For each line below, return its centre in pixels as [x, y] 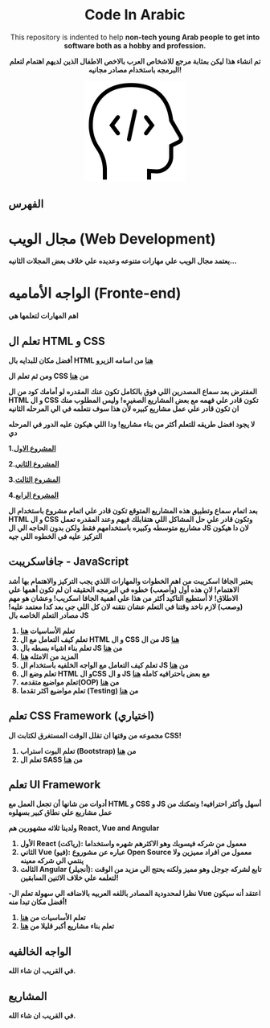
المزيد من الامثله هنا [49, 656]
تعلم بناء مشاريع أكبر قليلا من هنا [67, 926]
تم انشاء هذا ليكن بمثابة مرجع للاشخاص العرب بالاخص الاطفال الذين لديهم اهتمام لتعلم [135, 61]
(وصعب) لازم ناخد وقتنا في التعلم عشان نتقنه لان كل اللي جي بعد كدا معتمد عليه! [126, 607]
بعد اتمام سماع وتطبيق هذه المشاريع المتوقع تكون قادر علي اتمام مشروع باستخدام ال [133, 511]
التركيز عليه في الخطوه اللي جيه [55, 537]
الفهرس [26, 204]
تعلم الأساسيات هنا [47, 631]
